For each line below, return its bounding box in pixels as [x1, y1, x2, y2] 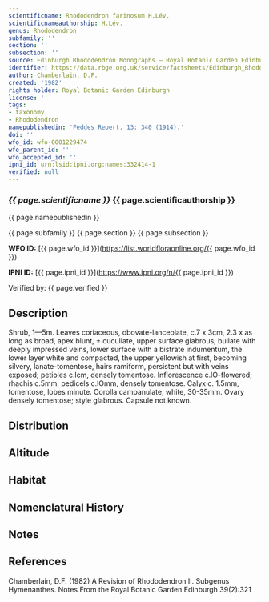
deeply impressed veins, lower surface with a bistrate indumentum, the [8, 345, 243, 355]
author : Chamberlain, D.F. [8, 71, 98, 79]
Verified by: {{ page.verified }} [8, 283, 108, 293]
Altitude [8, 446, 50, 460]
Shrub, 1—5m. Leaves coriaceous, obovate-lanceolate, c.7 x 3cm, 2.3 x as [8, 327, 253, 337]
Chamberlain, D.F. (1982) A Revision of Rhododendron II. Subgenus [8, 576, 230, 585]
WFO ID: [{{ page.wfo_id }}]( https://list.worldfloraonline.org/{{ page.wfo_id [8, 243, 255, 253]
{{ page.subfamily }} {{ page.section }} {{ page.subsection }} [8, 228, 209, 238]
